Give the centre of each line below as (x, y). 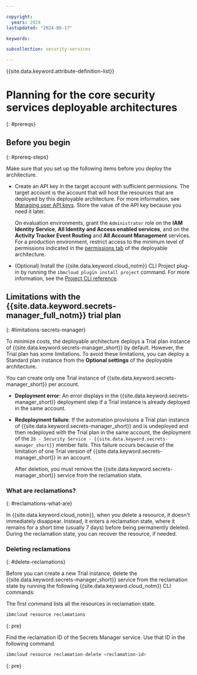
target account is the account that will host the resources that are (94, 192)
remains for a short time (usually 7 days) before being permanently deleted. (98, 527)
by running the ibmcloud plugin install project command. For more (105, 272)
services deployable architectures (92, 108)
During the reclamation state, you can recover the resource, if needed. (92, 533)
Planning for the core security (81, 95)
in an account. (74, 457)
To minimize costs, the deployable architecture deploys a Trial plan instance (98, 341)
